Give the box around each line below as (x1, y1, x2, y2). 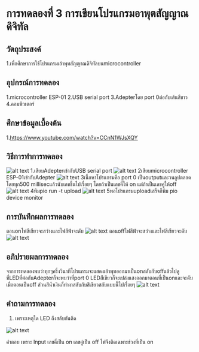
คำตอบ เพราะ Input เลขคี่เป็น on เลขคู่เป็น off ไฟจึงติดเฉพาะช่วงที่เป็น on (6, 338, 154, 345)
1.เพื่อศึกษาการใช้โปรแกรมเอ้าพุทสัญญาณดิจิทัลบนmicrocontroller (6, 60, 142, 67)
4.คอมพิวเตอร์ (6, 100, 35, 107)
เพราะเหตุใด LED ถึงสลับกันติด (14, 314, 76, 321)
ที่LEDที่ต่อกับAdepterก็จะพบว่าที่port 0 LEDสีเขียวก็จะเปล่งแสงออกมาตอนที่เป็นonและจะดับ (6, 274, 193, 282)
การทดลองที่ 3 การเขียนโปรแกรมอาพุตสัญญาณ (6, 7, 189, 20)
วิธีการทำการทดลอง (6, 151, 63, 162)
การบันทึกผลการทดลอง (6, 211, 74, 222)
